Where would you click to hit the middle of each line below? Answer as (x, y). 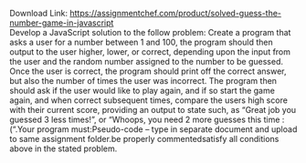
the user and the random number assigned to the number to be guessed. (146, 61)
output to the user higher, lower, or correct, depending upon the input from (150, 52)
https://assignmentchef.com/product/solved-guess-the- (175, 13)
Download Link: (39, 13)
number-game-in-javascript (62, 23)
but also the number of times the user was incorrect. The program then (143, 81)
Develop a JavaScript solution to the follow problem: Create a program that (150, 32)
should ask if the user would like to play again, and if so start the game (142, 91)
